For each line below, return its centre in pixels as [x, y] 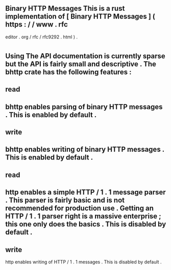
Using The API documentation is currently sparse [86, 56]
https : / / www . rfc [36, 25]
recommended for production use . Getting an [80, 208]
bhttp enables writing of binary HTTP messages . [85, 150]
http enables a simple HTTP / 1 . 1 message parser [86, 193]
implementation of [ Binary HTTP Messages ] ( [80, 17]
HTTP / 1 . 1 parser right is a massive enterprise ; [83, 216]
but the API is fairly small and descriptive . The [81, 64]
